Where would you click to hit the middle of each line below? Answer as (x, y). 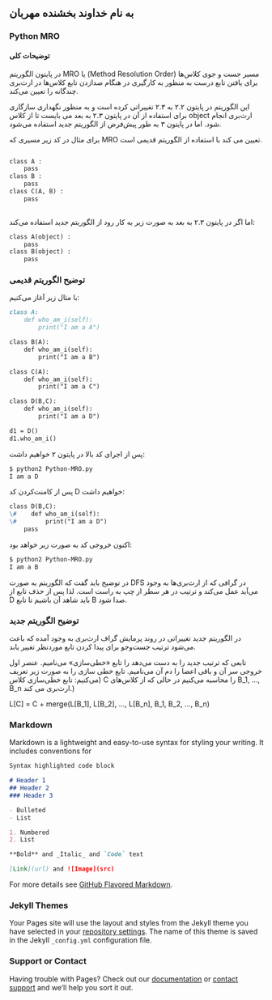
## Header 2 (29, 788)
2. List (22, 840)
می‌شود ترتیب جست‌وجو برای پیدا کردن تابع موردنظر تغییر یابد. (103, 646)
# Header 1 (28, 781)
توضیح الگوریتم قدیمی (47, 280)
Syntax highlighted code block (62, 766)
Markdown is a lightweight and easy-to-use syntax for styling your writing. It (136, 743)
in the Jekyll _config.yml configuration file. (81, 940)
